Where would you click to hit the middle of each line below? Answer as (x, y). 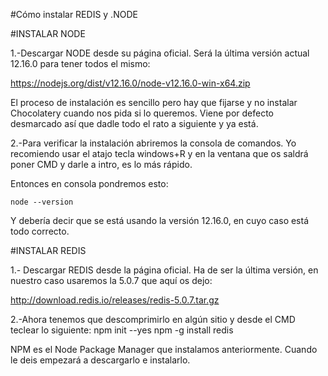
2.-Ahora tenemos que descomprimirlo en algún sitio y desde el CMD (153, 319)
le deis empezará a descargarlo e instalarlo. (100, 360)
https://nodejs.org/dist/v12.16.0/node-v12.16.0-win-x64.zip (130, 83)
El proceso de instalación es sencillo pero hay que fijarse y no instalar (154, 102)
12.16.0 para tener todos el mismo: (80, 63)
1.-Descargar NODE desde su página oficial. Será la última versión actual (160, 53)
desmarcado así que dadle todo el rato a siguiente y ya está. (134, 123)
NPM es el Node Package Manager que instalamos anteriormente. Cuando (164, 349)
